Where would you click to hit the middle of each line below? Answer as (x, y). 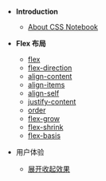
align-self (43, 93)
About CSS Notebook (63, 27)
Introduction (37, 12)
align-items (46, 85)
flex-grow (44, 118)
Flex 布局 (31, 43)
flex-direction (50, 68)
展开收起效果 (49, 169)
